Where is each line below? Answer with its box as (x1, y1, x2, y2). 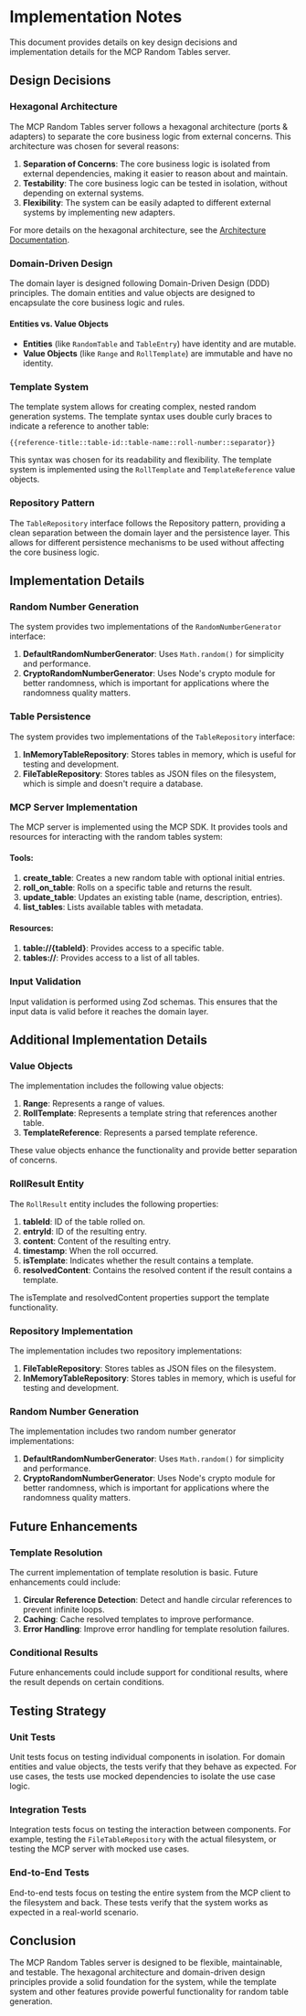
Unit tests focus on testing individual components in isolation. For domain (9, 1751, 286, 1762)
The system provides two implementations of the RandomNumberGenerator (9, 621, 282, 632)
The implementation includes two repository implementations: (9, 1345, 242, 1356)
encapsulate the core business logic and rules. (9, 297, 185, 308)
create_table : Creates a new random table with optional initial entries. (22, 873, 286, 884)
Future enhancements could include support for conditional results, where (9, 1667, 289, 1678)
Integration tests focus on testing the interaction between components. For (9, 1824, 291, 1835)
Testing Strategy (9, 1703, 107, 1719)
